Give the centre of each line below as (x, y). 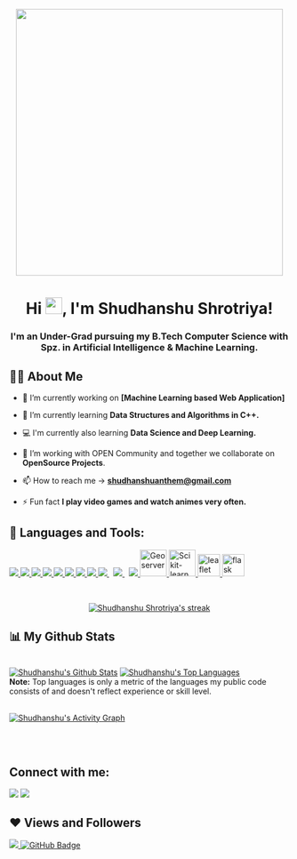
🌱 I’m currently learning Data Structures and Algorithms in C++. (140, 414)
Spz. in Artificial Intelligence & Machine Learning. (149, 348)
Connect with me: (60, 772)
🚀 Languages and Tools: (77, 533)
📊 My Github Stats (62, 637)
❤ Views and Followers (76, 823)
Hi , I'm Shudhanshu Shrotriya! (149, 309)
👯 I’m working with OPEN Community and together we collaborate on (148, 453)
